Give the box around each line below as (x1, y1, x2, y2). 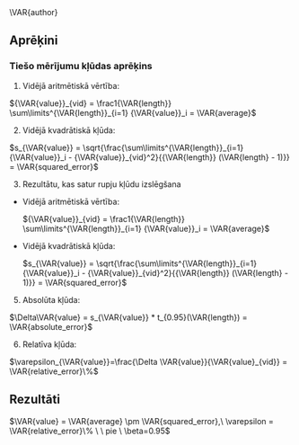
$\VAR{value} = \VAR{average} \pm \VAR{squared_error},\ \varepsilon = (9, 415, 274, 426)
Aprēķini (9, 33, 58, 49)
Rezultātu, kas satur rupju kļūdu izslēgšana (22, 178, 181, 190)
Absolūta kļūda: (22, 294, 81, 305)
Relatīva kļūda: (22, 339, 77, 350)
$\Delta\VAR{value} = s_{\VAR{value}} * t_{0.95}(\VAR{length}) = (9, 312, 249, 323)
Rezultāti (9, 392, 61, 407)
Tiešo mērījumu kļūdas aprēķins (9, 60, 153, 73)
